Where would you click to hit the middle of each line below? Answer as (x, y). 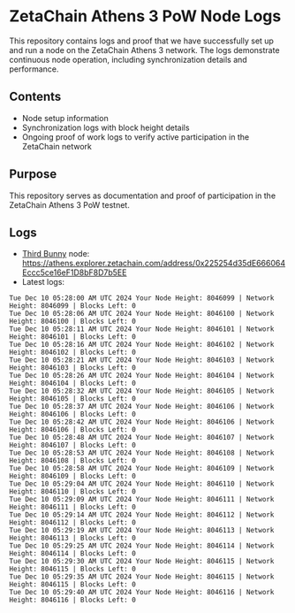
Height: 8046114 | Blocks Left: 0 (73, 554)
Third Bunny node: (56, 254)
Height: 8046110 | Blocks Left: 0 (73, 492)
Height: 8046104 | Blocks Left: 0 (73, 383)
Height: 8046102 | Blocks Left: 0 (73, 352)
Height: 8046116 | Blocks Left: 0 (73, 600)
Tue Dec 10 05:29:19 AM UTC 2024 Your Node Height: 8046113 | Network (142, 531)
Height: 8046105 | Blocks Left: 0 (73, 399)
